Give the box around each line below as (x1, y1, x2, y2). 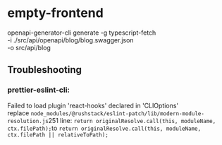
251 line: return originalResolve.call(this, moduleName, (48, 116, 216, 124)
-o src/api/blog (7, 43, 51, 52)
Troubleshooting (7, 64, 82, 76)
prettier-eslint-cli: (7, 85, 70, 95)
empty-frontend (7, 5, 104, 21)
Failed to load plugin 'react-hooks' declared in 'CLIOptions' (7, 101, 179, 110)
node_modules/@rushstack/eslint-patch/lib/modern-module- (30, 110, 204, 117)
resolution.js (7, 117, 49, 124)
